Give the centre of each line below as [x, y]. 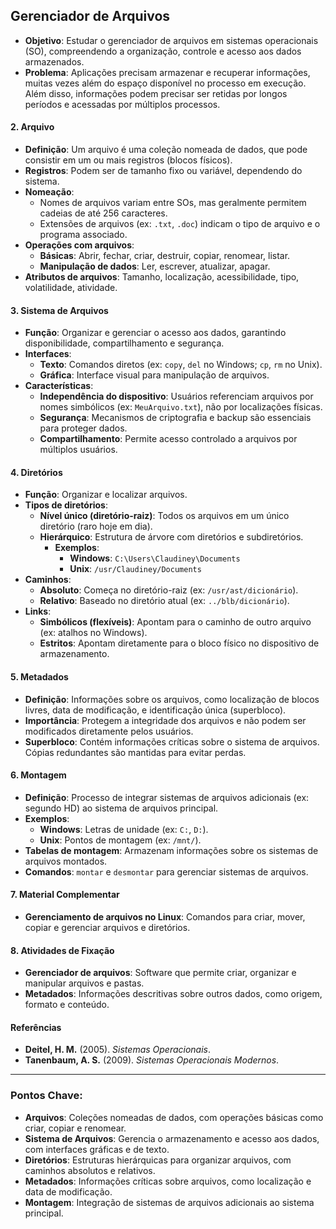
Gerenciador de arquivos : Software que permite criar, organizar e [160, 973]
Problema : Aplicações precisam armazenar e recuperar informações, [167, 72]
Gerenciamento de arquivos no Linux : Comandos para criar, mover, [165, 917]
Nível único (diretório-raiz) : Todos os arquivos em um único [164, 516]
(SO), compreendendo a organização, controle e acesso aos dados [163, 51]
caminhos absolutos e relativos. [90, 1170]
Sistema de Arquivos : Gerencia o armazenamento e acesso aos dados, [172, 1138]
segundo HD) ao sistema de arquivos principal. [121, 808]
